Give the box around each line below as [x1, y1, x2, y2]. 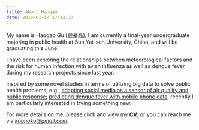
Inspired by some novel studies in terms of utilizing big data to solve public [6, 80, 191, 87]
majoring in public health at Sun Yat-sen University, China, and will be [6, 38, 178, 45]
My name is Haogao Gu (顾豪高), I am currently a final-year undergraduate [6, 31, 190, 39]
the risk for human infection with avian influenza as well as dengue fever [6, 62, 185, 69]
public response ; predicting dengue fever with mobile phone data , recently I [6, 93, 194, 100]
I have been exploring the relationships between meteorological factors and [6, 56, 193, 63]
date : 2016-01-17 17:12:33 [6, 14, 74, 20]
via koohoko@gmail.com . [6, 117, 69, 124]
